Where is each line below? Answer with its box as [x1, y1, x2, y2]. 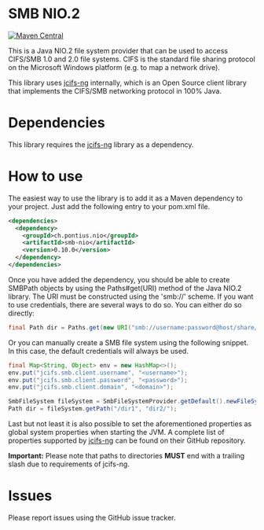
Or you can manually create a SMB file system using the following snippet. [8, 337, 249, 347]
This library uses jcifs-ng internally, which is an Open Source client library [8, 78, 247, 87]
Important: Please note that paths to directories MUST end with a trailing [8, 451, 245, 461]
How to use [8, 167, 83, 186]
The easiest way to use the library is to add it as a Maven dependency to [8, 193, 244, 203]
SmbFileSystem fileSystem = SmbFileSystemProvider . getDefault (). [8, 398, 226, 406]
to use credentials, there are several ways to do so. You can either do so [8, 300, 242, 309]
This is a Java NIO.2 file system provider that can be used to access [8, 46, 229, 55]
